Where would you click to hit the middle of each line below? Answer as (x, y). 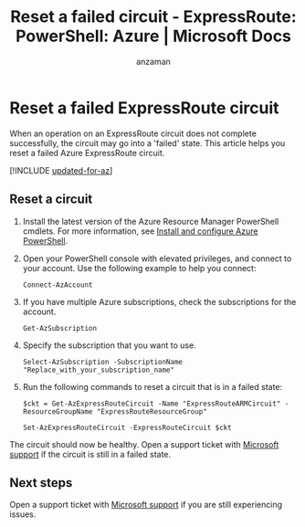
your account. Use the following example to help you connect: (139, 268)
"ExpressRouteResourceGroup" (152, 411)
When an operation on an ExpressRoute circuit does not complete (133, 133)
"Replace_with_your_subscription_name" (99, 370)
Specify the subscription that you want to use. (109, 345)
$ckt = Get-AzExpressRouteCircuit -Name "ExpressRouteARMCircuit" (152, 404)
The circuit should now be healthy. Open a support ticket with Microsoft (144, 444)
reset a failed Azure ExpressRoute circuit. (87, 153)
